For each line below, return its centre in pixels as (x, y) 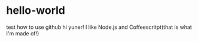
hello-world (36, 10)
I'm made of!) (23, 33)
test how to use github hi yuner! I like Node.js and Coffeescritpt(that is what (99, 27)
